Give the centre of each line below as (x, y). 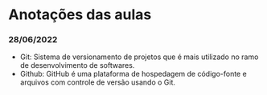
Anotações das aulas (80, 15)
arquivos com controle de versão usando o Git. (97, 82)
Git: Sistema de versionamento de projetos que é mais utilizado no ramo (139, 57)
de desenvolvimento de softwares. (77, 65)
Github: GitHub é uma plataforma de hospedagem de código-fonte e (133, 74)
